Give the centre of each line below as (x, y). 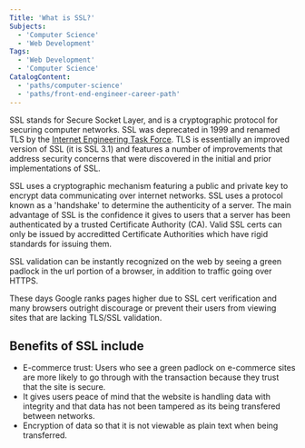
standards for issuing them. (60, 244)
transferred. (45, 435)
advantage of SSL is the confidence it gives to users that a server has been (150, 214)
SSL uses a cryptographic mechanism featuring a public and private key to (149, 185)
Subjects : (28, 26)
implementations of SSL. (55, 168)
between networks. (59, 416)
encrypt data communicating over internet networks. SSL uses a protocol (146, 195)
